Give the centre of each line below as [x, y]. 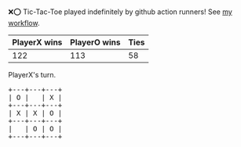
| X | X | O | [35, 113]
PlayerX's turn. [32, 75]
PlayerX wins [37, 42]
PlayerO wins [95, 42]
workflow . [24, 23]
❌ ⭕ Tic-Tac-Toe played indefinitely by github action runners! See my [120, 12]
